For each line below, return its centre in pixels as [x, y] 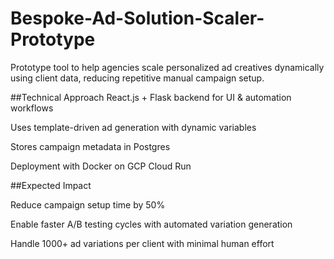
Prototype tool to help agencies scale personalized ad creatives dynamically [167, 67]
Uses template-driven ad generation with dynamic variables [133, 127]
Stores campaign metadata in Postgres [90, 146]
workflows [32, 108]
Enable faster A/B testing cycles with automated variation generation [151, 224]
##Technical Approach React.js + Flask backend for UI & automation [151, 97]
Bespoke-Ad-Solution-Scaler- [137, 18]
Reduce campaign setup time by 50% [88, 204]
